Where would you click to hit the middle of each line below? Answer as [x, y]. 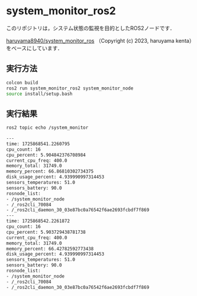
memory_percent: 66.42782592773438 [50, 249]
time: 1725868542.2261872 [38, 221]
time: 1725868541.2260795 [38, 144]
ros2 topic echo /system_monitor [47, 128]
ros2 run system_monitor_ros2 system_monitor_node [70, 88]
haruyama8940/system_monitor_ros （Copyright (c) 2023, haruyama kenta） [99, 40]
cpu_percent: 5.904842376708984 [46, 155]
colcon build [22, 82]
